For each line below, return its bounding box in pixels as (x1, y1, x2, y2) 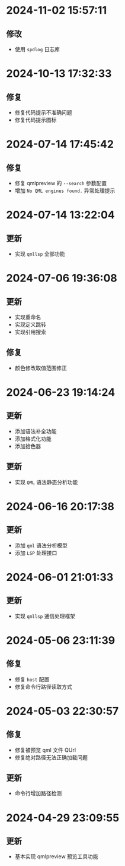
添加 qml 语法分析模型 (14, 542, 68, 549)
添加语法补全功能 (14, 427, 57, 434)
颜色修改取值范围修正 (14, 364, 67, 371)
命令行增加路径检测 (14, 790, 62, 797)
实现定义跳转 (14, 321, 46, 328)
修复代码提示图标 (14, 117, 57, 123)
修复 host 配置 (14, 676, 50, 683)
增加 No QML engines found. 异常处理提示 (14, 187, 116, 194)
